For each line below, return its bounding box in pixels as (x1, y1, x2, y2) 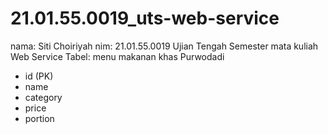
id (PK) (24, 70, 54, 82)
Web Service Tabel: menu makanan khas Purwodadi (10, 50, 225, 62)
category (24, 91, 63, 103)
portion (24, 112, 55, 124)
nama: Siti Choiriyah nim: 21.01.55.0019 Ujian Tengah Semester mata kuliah (10, 40, 319, 52)
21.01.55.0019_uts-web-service (10, 7, 280, 30)
